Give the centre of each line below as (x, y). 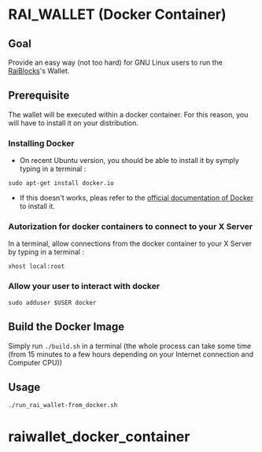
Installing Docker (41, 143)
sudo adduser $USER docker (52, 302)
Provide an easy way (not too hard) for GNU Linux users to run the (115, 62)
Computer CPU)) (35, 362)
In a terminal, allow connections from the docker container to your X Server (130, 244)
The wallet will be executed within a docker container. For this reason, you (128, 114)
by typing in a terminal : (46, 252)
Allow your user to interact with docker (84, 287)
